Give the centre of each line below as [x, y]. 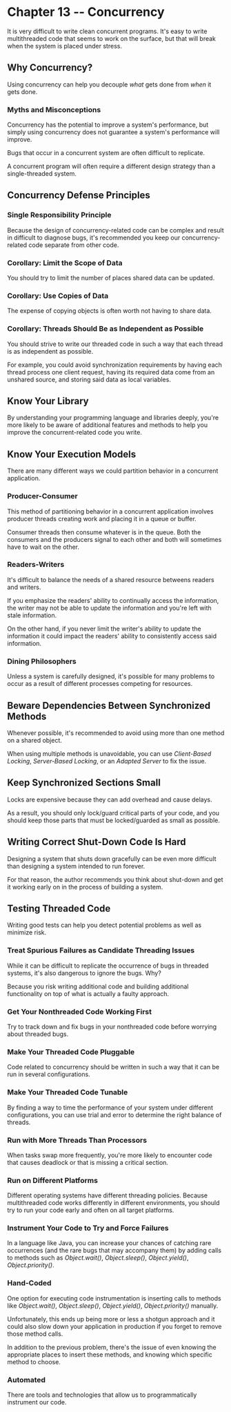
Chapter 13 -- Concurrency [86, 12]
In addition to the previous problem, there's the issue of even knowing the [112, 1347]
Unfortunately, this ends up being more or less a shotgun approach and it [111, 1319]
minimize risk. [27, 932]
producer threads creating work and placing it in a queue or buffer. [102, 518]
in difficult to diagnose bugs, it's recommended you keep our [94, 237]
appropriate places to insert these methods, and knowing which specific [110, 1355]
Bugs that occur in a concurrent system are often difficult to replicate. [106, 153]
